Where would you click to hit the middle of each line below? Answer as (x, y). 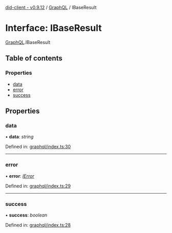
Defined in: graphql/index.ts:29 (38, 186)
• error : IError (20, 176)
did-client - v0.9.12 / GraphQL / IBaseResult (51, 7)
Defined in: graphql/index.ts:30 (38, 147)
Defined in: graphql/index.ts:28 (38, 225)
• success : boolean (26, 215)
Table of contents (34, 58)
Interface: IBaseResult (53, 28)
